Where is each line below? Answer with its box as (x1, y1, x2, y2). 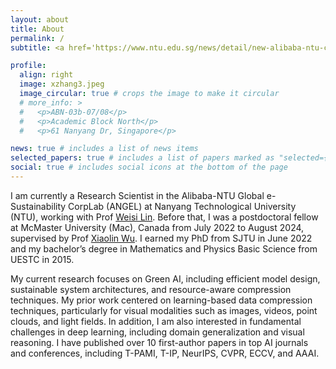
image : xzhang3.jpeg (19, 79, 105, 90)
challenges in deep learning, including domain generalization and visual (10, 326, 305, 338)
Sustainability (10, 200, 67, 212)
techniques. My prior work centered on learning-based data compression (10, 294, 313, 306)
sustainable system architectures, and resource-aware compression (10, 283, 292, 295)
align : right (19, 70, 74, 80)
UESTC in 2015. (10, 253, 75, 265)
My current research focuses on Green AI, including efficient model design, (10, 272, 321, 285)
